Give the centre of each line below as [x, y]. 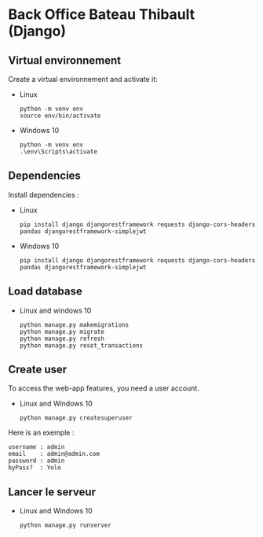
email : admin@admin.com [54, 454]
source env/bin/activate [60, 116]
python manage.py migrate [62, 331]
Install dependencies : [44, 194]
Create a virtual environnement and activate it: [83, 79]
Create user [38, 370]
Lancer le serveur [52, 492]
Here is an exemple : [41, 433]
